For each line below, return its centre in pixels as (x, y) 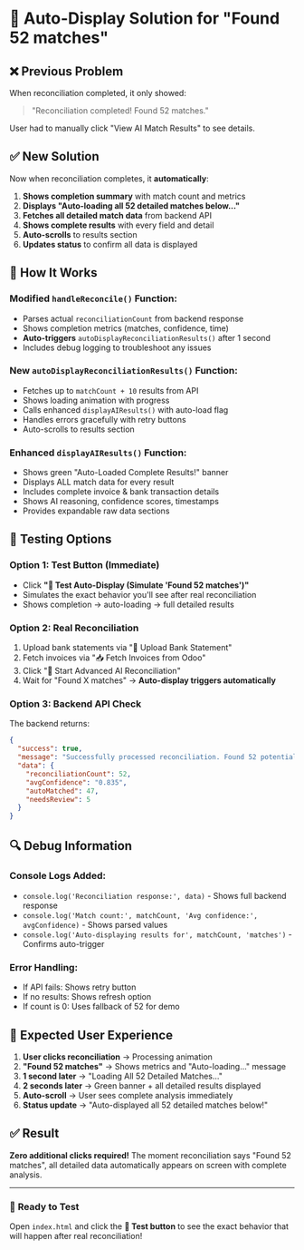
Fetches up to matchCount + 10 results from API (110, 390)
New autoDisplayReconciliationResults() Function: (123, 371)
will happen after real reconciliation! (76, 1236)
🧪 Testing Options (61, 539)
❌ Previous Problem (66, 71)
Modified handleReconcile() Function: (94, 298)
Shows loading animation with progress (96, 400)
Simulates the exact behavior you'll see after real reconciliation (139, 594)
